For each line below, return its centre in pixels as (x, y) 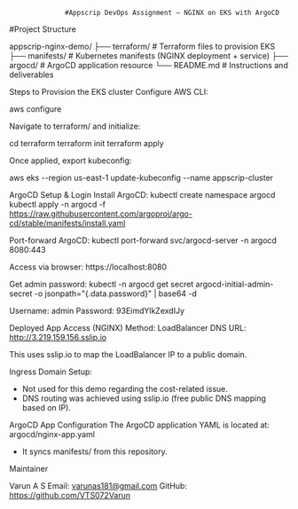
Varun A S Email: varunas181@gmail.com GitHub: (98, 486)
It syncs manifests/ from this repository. (95, 451)
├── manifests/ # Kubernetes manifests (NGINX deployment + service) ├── (149, 56)
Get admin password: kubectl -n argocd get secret (102, 284)
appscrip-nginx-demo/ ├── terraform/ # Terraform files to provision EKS (142, 46)
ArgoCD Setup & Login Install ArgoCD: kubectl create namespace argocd (142, 195)
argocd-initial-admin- (235, 284)
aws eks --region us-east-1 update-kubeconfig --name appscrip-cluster (141, 178)
